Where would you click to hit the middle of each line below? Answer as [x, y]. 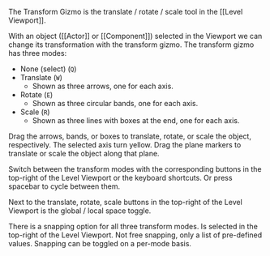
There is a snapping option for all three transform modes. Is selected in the [133, 226]
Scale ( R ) [35, 112]
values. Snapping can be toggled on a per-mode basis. [100, 243]
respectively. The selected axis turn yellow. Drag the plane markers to [125, 145]
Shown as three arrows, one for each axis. [103, 86]
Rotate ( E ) [36, 95]
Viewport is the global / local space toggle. [80, 211]
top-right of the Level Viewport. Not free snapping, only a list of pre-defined [135, 235]
